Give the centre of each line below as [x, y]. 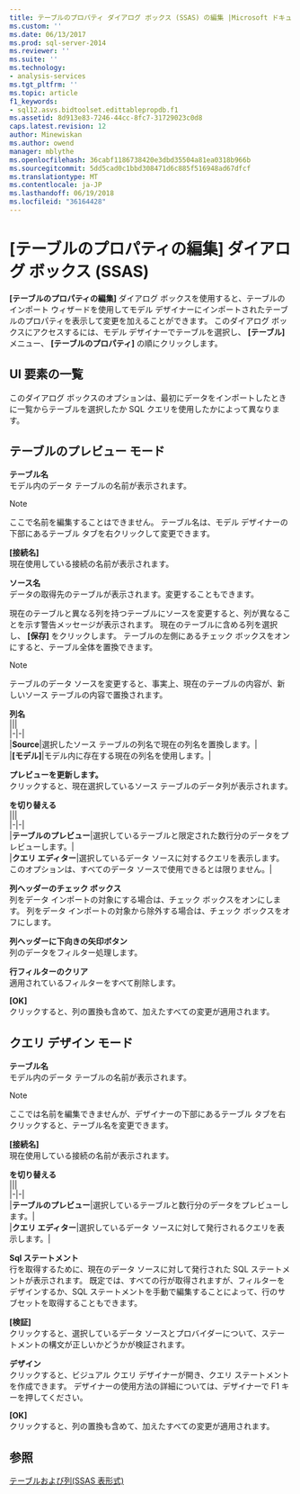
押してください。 [56, 1398]
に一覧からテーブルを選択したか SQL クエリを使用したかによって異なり [141, 409]
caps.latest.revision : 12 [57, 127]
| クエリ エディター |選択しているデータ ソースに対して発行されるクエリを [143, 1228]
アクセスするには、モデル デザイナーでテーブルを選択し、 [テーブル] [159, 332]
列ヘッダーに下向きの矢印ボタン [68, 941]
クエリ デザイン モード [71, 1043]
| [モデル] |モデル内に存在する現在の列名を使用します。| [110, 756]
